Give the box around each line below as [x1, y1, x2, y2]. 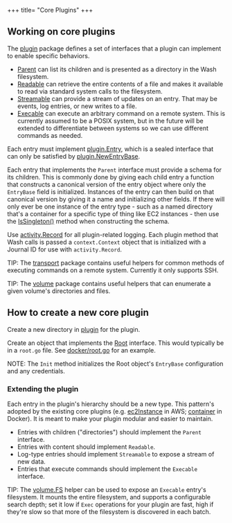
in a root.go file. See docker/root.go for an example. [7, 346, 156, 354]
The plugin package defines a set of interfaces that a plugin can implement [7, 44, 222, 53]
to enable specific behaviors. [7, 51, 90, 60]
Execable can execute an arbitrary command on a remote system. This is [17, 109, 226, 117]
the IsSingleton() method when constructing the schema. [7, 217, 170, 225]
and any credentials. [7, 366, 66, 375]
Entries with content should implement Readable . [17, 443, 156, 451]
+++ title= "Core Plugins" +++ [7, 6, 93, 14]
